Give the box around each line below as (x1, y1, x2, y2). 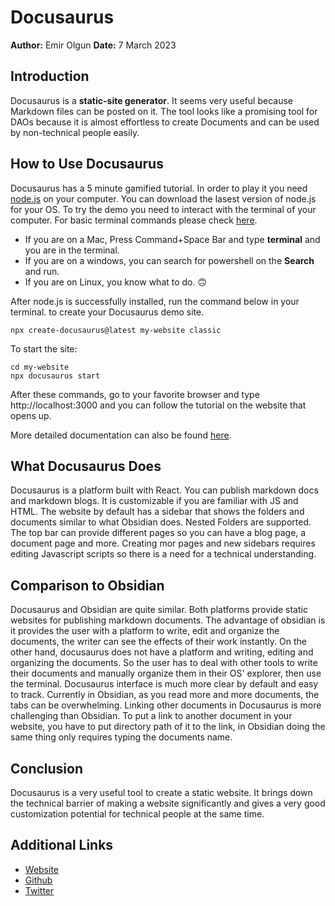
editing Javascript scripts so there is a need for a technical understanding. (10, 548, 317, 560)
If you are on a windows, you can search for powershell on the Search (24, 254, 315, 266)
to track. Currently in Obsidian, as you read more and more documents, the (10, 689, 320, 701)
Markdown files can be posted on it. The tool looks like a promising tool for (10, 105, 318, 117)
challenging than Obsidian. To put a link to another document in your (10, 710, 293, 722)
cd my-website (10, 362, 70, 372)
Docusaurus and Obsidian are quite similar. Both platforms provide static (10, 604, 308, 616)
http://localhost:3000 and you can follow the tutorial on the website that (10, 399, 307, 411)
